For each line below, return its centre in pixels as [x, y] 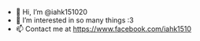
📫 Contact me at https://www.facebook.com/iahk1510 [103, 29]
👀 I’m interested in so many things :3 [74, 20]
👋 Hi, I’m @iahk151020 [52, 12]
